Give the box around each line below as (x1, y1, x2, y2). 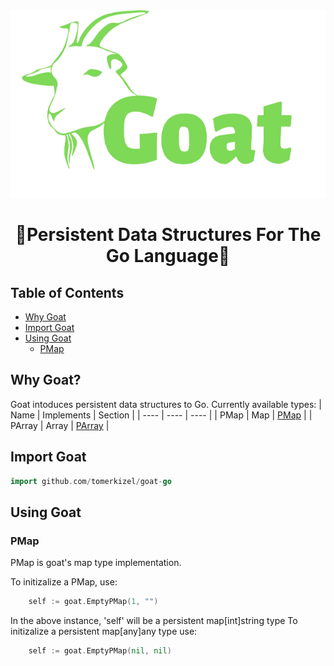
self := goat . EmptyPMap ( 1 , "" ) (28, 597, 159, 607)
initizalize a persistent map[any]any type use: (10, 625, 198, 638)
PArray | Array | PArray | (10, 419, 110, 431)
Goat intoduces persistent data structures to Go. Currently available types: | (10, 398, 322, 410)
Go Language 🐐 (105, 245, 231, 268)
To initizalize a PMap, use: (10, 576, 118, 588)
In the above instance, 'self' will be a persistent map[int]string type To (10, 615, 298, 627)
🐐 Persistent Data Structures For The (14, 224, 322, 246)
